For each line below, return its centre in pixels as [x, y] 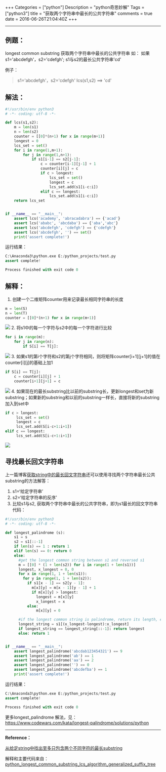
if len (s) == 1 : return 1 [42, 547]
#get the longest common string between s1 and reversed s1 [81, 560]
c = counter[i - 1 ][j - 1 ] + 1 [68, 164]
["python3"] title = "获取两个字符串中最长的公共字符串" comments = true [79, 13]
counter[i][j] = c [59, 169]
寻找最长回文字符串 [34, 462]
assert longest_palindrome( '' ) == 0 [52, 665]
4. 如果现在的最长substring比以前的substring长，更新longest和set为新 [83, 391]
